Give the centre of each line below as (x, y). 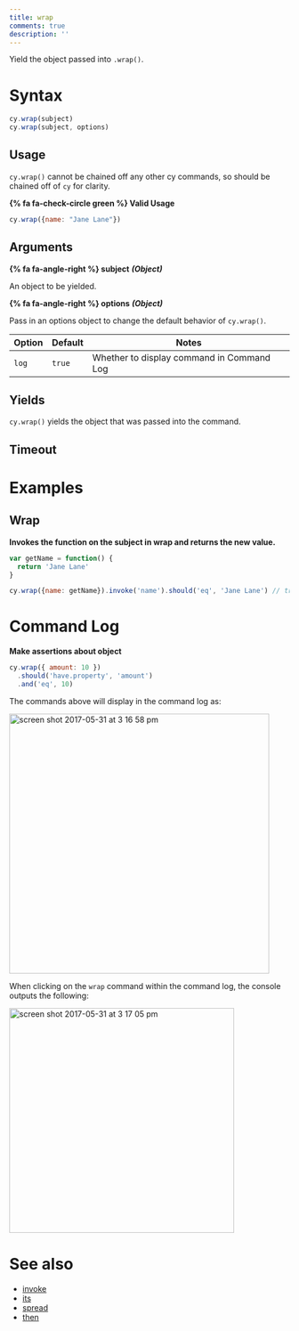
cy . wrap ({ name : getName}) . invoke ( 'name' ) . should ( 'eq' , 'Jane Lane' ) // (145, 591)
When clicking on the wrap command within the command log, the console (145, 986)
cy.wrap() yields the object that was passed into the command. (125, 422)
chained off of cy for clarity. (60, 186)
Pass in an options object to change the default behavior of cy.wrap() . (138, 321)
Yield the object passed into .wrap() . (77, 60)
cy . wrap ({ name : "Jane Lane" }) (65, 219)
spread (35, 1307)
